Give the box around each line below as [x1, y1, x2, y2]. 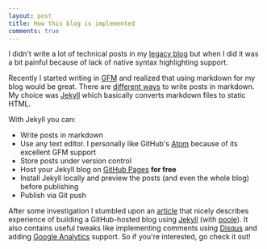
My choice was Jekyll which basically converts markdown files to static [8, 91, 246, 100]
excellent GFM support [19, 147, 97, 158]
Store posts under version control [19, 156, 131, 166]
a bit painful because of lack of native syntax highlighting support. [8, 57, 228, 67]
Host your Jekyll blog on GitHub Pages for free [19, 165, 177, 175]
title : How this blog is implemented [8, 19, 136, 27]
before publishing [19, 182, 79, 192]
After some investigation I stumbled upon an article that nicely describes [8, 206, 249, 216]
